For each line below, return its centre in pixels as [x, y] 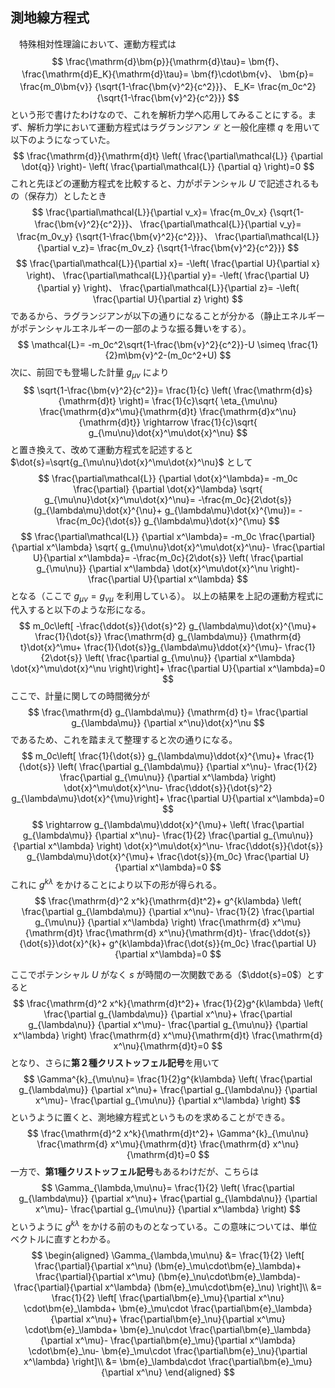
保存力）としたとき [67, 195]
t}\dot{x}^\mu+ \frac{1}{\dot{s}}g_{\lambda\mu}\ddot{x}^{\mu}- [151, 647]
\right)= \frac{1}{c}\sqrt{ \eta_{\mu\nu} [198, 400]
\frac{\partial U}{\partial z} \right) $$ [168, 299]
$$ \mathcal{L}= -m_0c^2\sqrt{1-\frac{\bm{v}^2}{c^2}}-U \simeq [151, 344]
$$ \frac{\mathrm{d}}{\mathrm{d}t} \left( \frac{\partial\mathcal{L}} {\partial [168, 155]
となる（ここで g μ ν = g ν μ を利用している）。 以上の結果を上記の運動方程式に [167, 596]
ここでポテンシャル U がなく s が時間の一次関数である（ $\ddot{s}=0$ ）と [163, 975]
